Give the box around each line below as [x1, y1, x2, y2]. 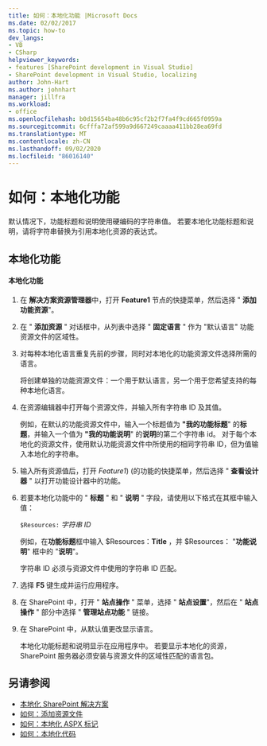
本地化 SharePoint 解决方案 [19, 699, 109, 709]
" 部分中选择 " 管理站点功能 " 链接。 [35, 607, 153, 616]
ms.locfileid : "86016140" [8, 152, 94, 160]
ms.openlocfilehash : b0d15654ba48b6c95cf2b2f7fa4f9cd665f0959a [8, 115, 222, 123]
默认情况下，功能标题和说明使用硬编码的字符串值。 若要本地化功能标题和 [8, 216, 247, 227]
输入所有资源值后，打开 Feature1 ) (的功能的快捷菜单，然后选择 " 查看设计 [19, 466, 259, 476]
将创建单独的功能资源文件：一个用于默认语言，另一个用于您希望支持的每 [19, 375, 257, 385]
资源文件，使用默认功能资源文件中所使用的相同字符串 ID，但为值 [41, 439, 252, 449]
